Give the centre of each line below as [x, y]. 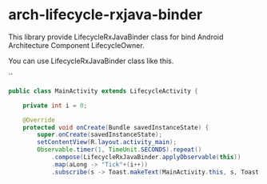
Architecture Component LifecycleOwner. [77, 45]
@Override [39, 120]
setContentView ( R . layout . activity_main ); [107, 142]
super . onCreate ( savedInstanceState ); [100, 135]
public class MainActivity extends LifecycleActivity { [103, 91]
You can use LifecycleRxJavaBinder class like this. [91, 61]
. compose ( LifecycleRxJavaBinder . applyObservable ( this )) [146, 158]
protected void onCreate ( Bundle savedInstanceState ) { [116, 127]
